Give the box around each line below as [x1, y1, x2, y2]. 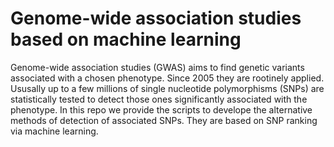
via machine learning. [10, 125, 99, 137]
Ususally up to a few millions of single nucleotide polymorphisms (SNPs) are [10, 82, 325, 94]
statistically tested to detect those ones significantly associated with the [10, 93, 308, 105]
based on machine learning [10, 28, 242, 51]
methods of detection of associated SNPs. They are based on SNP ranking [10, 114, 318, 126]
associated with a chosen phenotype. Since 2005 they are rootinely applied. [10, 72, 325, 84]
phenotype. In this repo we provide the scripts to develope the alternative [10, 103, 313, 116]
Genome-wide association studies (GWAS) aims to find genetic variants [10, 61, 305, 73]
